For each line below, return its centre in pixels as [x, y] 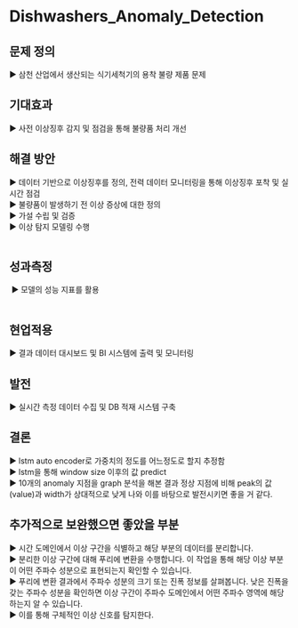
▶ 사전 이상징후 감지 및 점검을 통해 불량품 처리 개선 [98, 128]
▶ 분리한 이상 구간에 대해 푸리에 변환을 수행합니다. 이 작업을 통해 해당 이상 [138, 559]
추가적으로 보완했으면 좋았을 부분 [94, 525]
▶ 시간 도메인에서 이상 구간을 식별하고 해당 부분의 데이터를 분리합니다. [131, 548]
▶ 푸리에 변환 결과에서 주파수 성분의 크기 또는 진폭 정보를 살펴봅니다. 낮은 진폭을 [149, 581]
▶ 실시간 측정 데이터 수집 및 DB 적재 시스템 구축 [93, 407]
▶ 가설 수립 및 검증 [42, 215]
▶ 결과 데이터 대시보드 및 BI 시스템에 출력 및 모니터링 [101, 353]
